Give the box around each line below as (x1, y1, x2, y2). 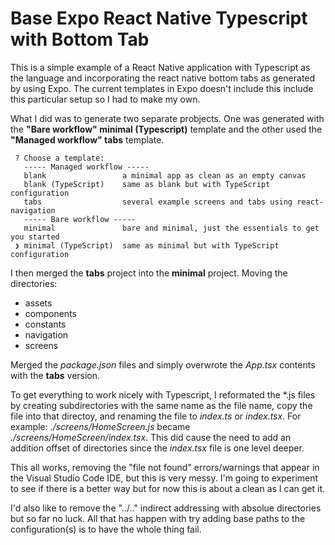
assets (24, 297, 53, 309)
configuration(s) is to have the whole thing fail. (10, 523, 202, 535)
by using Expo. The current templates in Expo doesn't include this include (10, 82, 314, 94)
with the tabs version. (10, 369, 101, 381)
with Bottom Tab (10, 28, 150, 51)
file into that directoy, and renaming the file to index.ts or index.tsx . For (10, 410, 302, 422)
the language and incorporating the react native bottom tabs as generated (10, 72, 316, 84)
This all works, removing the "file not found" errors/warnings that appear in (10, 461, 320, 473)
